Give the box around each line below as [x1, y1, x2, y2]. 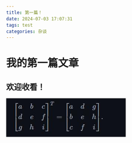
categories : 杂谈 [6, 28, 47, 34]
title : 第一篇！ [6, 9, 43, 15]
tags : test [6, 22, 33, 28]
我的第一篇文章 [6, 56, 79, 70]
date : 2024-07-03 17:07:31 [6, 15, 73, 22]
